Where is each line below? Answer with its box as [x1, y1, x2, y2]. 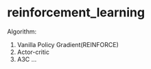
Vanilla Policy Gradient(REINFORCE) [16, 40, 119, 49]
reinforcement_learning [7, 5, 146, 20]
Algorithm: [7, 27, 36, 36]
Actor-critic [16, 48, 50, 56]
